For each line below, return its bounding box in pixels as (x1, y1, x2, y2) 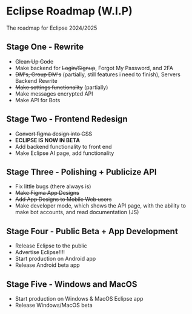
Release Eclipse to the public (15, 242, 87, 249)
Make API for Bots (15, 96, 61, 103)
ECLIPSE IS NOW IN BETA (15, 136, 81, 143)
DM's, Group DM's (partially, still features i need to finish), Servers (15, 71, 180, 78)
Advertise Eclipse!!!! (15, 249, 65, 256)
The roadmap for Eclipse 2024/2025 (6, 24, 98, 31)
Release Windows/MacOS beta (15, 301, 93, 309)
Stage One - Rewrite (6, 42, 84, 52)
